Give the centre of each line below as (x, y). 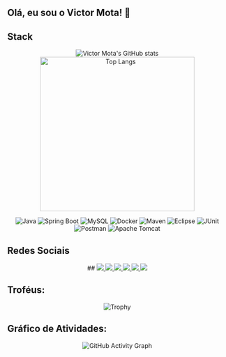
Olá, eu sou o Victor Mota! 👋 (69, 13)
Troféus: (26, 290)
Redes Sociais (38, 251)
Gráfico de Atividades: (57, 329)
